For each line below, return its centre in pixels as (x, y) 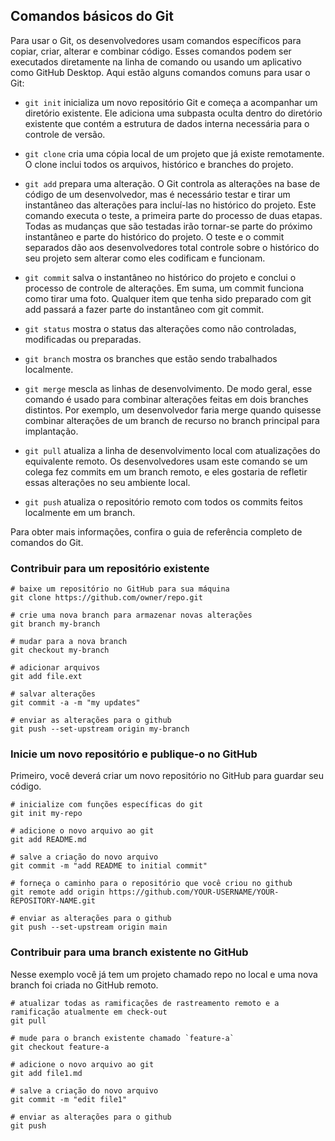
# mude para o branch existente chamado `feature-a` (122, 1038)
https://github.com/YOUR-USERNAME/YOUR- (194, 892)
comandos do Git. (47, 542)
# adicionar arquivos (55, 668)
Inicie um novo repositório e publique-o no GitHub (134, 754)
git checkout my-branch (60, 650)
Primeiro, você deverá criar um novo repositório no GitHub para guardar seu (167, 776)
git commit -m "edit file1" (69, 1099)
